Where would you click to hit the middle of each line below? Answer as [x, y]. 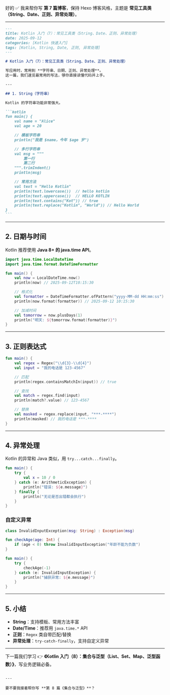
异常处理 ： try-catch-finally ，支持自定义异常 [61, 641]
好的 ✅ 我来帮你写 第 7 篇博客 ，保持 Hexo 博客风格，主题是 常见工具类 [78, 8]
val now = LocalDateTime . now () [47, 278]
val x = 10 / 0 [39, 478]
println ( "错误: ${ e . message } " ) [56, 487]
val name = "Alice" [35, 121]
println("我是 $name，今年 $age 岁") [52, 140]
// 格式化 [24, 292]
